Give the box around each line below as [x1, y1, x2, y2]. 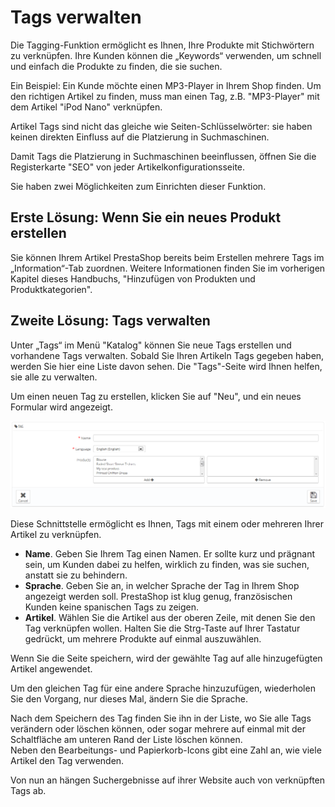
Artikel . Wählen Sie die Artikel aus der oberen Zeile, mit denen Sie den [24, 611, 316, 623]
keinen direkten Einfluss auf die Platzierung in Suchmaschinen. [10, 131, 270, 143]
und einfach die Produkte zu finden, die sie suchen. [10, 60, 223, 72]
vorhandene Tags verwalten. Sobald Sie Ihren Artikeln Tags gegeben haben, [10, 349, 325, 361]
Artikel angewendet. [10, 662, 93, 675]
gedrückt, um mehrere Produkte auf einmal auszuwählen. [24, 632, 262, 645]
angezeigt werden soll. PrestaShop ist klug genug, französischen [24, 590, 293, 602]
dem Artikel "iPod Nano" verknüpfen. [10, 101, 163, 113]
